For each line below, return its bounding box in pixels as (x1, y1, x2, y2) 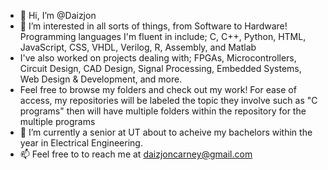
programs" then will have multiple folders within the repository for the (19, 105, 307, 117)
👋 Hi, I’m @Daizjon (19, 10, 97, 21)
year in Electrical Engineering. (19, 137, 143, 149)
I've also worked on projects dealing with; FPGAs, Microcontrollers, (19, 52, 297, 64)
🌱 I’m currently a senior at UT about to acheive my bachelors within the (19, 126, 313, 138)
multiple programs (19, 116, 96, 127)
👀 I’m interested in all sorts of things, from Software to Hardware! (19, 20, 288, 32)
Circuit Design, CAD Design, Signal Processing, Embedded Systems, (19, 63, 302, 74)
